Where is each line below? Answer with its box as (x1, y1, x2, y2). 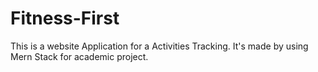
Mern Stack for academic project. (10, 50, 149, 62)
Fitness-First (10, 7, 120, 30)
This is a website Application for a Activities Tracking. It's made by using (10, 40, 309, 52)
